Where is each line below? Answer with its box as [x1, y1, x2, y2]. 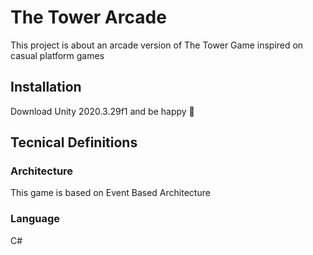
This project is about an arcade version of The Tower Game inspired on [10, 39, 304, 51]
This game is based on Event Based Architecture [10, 187, 211, 199]
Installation [10, 79, 82, 96]
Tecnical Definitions [10, 134, 138, 151]
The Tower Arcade [10, 6, 167, 29]
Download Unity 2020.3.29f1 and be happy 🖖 [10, 105, 195, 117]
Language [10, 212, 61, 226]
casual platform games [10, 49, 105, 61]
